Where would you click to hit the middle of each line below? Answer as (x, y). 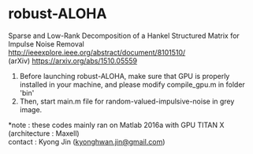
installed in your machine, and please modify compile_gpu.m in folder (132, 85)
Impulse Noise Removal (46, 43)
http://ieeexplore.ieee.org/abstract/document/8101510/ (97, 52)
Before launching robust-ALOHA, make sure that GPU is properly (125, 76)
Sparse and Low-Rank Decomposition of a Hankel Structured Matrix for (124, 36)
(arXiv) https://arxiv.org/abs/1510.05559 (73, 61)
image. (31, 109)
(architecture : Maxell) (44, 133)
